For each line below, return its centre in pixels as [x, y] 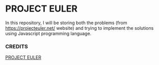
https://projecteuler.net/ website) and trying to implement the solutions [79, 28]
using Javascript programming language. [48, 33]
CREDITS [17, 46]
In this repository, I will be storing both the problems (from [66, 23]
